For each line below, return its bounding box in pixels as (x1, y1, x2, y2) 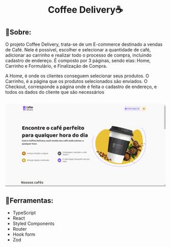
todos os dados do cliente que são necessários (5, 89, 104, 95)
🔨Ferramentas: (5, 196, 53, 205)
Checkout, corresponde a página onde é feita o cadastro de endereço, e (5, 84, 157, 90)
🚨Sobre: (5, 28, 32, 36)
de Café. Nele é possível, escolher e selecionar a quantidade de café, (5, 47, 151, 52)
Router (12, 226, 27, 232)
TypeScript (12, 210, 36, 216)
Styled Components (12, 221, 55, 227)
